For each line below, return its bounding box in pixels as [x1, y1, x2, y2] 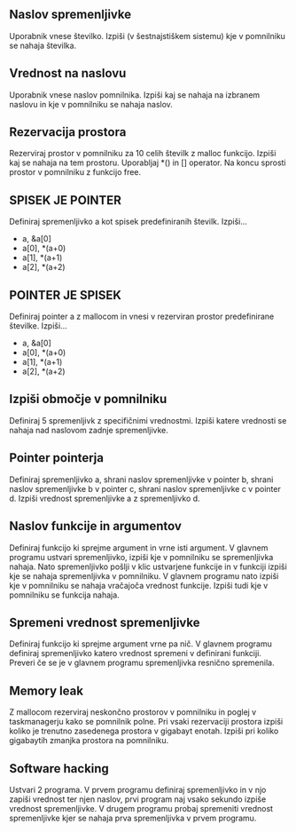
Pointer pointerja [9, 450, 105, 465]
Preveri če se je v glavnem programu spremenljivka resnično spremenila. [9, 657, 275, 669]
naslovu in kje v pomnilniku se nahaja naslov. [9, 99, 173, 109]
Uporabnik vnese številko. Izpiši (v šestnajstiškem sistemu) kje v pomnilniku [9, 30, 286, 41]
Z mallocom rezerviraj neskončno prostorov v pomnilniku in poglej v [9, 707, 257, 717]
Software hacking [9, 761, 109, 776]
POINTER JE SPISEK [9, 288, 122, 303]
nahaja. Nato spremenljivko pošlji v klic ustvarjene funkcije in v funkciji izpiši [9, 561, 288, 572]
